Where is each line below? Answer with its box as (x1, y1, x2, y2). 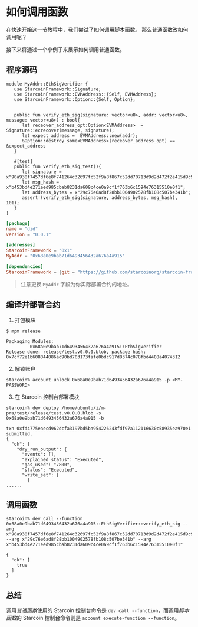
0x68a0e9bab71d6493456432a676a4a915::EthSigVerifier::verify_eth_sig (6, 521, 181, 527)
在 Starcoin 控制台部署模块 (14, 393, 80, 400)
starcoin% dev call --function (6, 516, 83, 522)
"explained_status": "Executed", (21, 456, 104, 462)
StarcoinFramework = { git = (6, 269, 75, 275)
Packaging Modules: (6, 338, 54, 344)
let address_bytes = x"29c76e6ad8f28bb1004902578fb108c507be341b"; (21, 190, 192, 195)
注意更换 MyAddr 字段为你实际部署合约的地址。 (20, 280, 133, 288)
